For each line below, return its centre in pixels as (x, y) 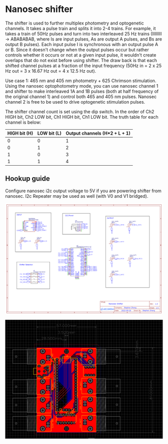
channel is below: (23, 122)
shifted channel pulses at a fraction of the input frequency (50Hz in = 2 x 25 (83, 66)
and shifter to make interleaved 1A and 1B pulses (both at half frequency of (82, 91)
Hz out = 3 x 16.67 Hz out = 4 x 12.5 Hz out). (51, 71)
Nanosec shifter (39, 9)
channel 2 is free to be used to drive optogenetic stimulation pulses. (75, 102)
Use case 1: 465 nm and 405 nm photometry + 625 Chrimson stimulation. (81, 81)
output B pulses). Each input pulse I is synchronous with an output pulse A (82, 44)
